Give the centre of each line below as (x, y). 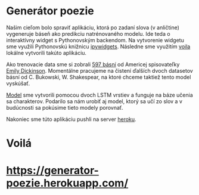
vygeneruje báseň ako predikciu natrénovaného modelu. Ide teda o (88, 33)
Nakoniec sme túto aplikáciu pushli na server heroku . (71, 119)
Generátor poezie (50, 11)
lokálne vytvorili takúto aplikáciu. (46, 52)
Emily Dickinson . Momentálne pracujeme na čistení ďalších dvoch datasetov (100, 70)
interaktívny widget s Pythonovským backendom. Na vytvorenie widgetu (95, 40)
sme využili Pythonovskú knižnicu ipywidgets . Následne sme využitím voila (98, 47)
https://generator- (53, 171)
